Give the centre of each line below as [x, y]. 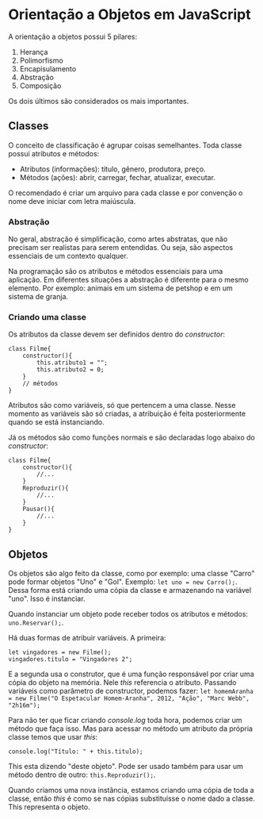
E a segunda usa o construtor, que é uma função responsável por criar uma [131, 674]
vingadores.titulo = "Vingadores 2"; [71, 659]
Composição [40, 86]
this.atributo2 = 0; [71, 370]
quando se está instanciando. [56, 422]
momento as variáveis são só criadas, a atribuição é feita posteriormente [127, 413]
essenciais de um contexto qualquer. [68, 256]
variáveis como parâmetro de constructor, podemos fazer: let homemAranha [131, 691]
